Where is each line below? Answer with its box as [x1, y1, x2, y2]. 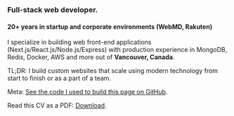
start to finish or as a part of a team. [7, 74, 111, 82]
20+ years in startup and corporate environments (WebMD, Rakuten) [7, 22, 213, 31]
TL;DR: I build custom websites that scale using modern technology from [7, 67, 219, 75]
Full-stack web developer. [7, 5, 98, 15]
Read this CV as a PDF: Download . [7, 101, 107, 110]
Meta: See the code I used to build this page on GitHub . [7, 88, 168, 96]
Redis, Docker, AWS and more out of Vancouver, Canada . [7, 53, 175, 61]
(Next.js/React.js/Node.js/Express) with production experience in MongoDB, [7, 46, 228, 54]
